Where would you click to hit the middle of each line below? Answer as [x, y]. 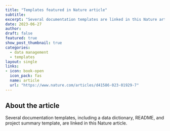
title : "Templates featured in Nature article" [56, 10]
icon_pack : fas [26, 76]
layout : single [21, 62]
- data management [29, 52]
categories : [18, 48]
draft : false [19, 33]
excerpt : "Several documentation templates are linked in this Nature [81, 19]
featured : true [21, 38]
